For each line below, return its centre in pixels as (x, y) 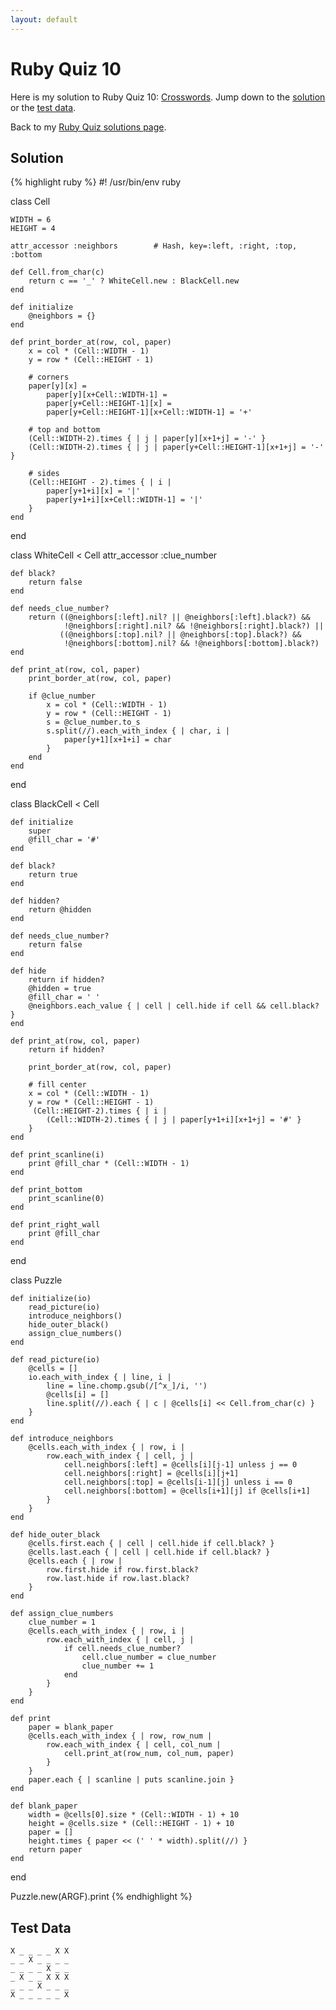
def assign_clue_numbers (62, 1614)
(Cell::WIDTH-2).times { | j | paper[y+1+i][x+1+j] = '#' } (174, 1120)
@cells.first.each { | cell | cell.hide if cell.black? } (151, 1544)
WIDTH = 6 (31, 220)
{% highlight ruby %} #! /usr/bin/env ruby (96, 182)
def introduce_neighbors (62, 1439)
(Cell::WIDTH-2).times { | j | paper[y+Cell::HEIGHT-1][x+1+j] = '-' (176, 447)
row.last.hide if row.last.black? (118, 1579)
